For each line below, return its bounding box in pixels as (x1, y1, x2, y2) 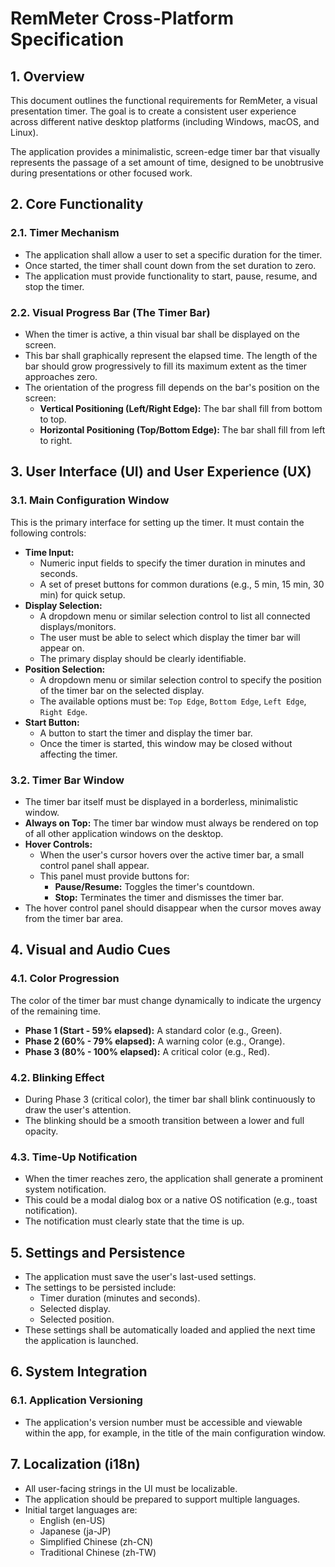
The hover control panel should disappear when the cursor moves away (24, 902, 322, 914)
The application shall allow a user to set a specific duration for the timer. (24, 248, 323, 261)
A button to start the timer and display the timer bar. (39, 727, 253, 739)
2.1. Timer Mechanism (10, 226, 120, 240)
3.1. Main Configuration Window (10, 493, 170, 507)
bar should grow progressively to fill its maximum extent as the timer (24, 360, 308, 372)
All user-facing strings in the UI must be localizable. (24, 1482, 238, 1494)
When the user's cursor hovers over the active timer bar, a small (39, 848, 305, 861)
